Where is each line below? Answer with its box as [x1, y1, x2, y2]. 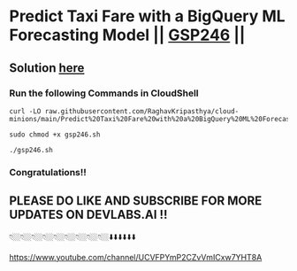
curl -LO [9, 106, 42, 116]
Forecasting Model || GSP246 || [9, 25, 246, 45]
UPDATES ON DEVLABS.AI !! [9, 207, 168, 222]
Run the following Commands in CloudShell [9, 87, 199, 99]
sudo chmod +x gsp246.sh [9, 130, 101, 139]
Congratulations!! [9, 166, 87, 178]
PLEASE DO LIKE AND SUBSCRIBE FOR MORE [9, 193, 263, 209]
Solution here [9, 60, 85, 75]
